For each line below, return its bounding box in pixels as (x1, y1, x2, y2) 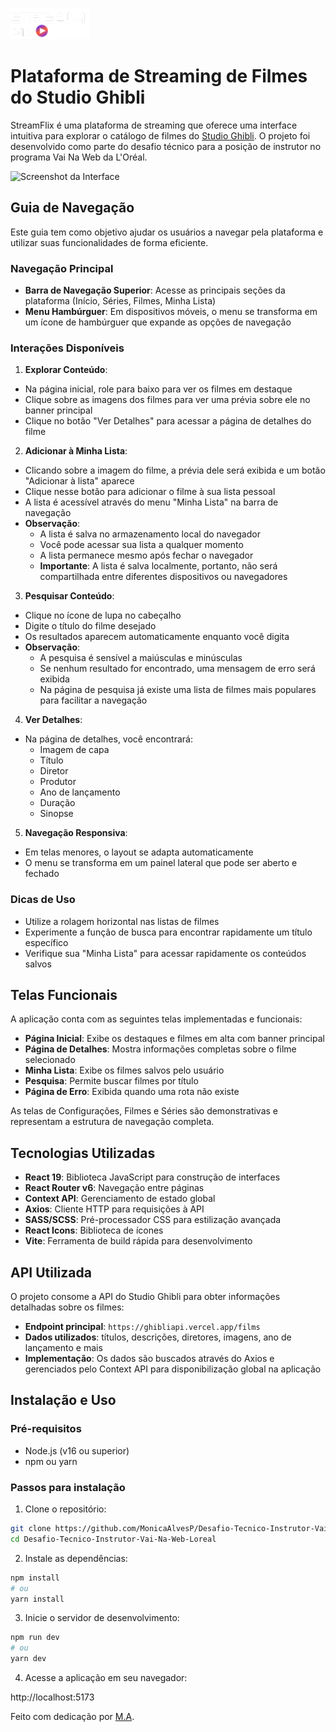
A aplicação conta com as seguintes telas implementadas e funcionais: (10, 1013, 303, 1025)
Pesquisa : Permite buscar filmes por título (24, 1075, 199, 1087)
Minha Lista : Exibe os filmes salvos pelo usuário (24, 1064, 225, 1077)
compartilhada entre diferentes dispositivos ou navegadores (39, 571, 288, 583)
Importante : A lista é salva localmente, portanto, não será (39, 560, 278, 572)
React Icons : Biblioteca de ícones (24, 1224, 164, 1237)
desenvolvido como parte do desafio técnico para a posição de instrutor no (10, 140, 322, 152)
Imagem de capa (39, 744, 110, 756)
